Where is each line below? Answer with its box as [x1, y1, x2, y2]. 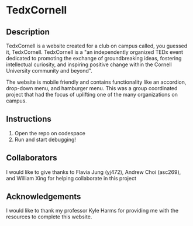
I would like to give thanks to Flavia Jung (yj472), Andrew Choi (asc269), [6, 168, 181, 176]
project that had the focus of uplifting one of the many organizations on [6, 91, 178, 98]
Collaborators [6, 153, 57, 163]
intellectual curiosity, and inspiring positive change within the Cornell [6, 61, 172, 68]
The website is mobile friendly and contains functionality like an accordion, [6, 78, 187, 85]
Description [6, 27, 50, 37]
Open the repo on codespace [14, 129, 86, 136]
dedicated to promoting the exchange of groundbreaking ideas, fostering [6, 55, 182, 61]
